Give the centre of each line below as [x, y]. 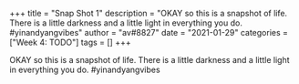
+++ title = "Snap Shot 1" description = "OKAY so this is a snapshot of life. [149, 13]
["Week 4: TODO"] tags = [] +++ [70, 42]
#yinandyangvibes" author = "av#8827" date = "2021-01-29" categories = [149, 32]
